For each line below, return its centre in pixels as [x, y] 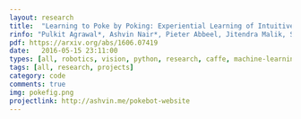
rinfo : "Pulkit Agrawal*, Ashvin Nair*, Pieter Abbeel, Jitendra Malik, [148, 34]
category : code [38, 76]
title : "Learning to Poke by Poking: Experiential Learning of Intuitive [152, 26]
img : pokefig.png [42, 92]
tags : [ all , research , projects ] [72, 68]
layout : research [42, 17]
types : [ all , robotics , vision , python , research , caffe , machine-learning [154, 59]
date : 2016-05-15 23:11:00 [64, 51]
